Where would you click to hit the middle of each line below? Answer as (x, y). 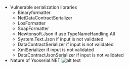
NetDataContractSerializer (45, 18)
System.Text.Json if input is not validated (60, 39)
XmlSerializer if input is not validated (56, 50)
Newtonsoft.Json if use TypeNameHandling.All (66, 34)
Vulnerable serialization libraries (44, 7)
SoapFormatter (33, 28)
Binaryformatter (34, 12)
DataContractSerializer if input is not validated (66, 44)
